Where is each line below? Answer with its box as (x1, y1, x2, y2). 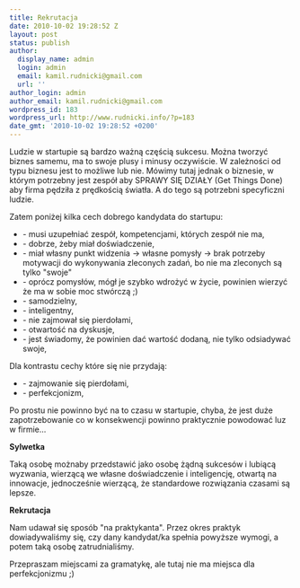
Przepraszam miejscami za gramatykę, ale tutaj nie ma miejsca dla (9, 558, 255, 569)
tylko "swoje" (22, 267, 73, 277)
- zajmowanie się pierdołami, (22, 378, 129, 389)
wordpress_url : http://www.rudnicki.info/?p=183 (9, 113, 195, 122)
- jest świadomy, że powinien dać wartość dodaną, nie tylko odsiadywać (22, 334, 292, 344)
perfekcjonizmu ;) (9, 568, 75, 579)
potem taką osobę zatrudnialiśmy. (9, 541, 135, 552)
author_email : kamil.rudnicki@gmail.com (9, 96, 163, 106)
